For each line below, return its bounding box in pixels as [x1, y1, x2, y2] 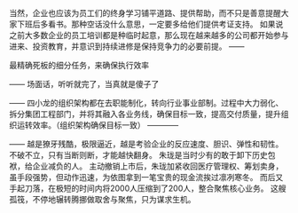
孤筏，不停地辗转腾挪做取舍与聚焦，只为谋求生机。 [9, 194, 196, 204]
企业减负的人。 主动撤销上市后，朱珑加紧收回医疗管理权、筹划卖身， [32, 161, 284, 171]
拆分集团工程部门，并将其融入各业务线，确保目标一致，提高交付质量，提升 [9, 109, 281, 119]
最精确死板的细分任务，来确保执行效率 [9, 60, 149, 70]
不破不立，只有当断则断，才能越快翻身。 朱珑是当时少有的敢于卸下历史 [9, 150, 268, 160]
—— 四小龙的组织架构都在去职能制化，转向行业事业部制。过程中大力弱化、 [9, 98, 284, 108]
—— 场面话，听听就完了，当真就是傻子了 [9, 79, 160, 89]
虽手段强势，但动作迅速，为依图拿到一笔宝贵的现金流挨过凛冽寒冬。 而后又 [9, 172, 284, 182]
